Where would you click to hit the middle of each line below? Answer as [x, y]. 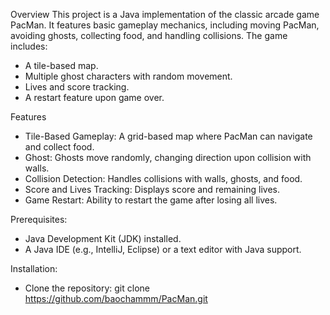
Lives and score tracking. [77, 87]
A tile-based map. [61, 65]
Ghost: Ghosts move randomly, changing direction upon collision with [168, 157]
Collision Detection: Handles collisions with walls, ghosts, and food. [163, 178]
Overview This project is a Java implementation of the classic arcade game [165, 14]
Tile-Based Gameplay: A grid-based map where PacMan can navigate [168, 136]
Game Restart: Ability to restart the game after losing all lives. [151, 200]
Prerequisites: [39, 219]
